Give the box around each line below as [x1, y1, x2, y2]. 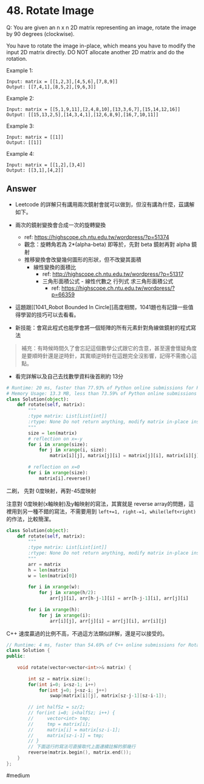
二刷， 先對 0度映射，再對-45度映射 [6, 487, 97, 494]
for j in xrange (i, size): [38, 447, 107, 453]
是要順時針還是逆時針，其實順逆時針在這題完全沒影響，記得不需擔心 [21, 352, 192, 359]
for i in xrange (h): [28, 606, 80, 612]
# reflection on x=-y [28, 436, 83, 442]
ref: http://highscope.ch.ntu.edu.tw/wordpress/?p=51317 [42, 270, 184, 278]
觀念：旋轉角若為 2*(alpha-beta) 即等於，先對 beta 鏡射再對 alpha [24, 240, 190, 248]
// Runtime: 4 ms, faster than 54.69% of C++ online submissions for [6, 642, 186, 648]
